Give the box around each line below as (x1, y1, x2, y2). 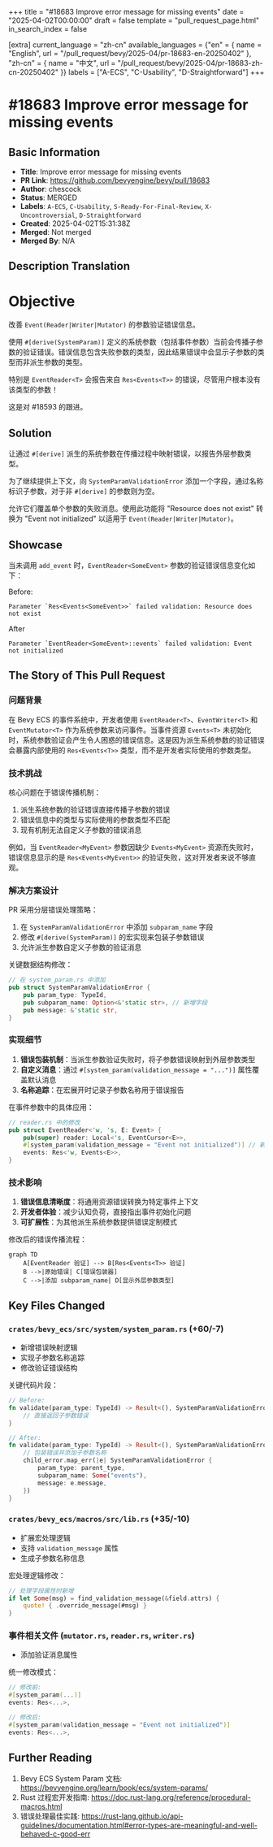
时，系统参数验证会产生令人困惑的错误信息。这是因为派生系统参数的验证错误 (8, 735, 265, 744)
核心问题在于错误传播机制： (8, 787, 102, 797)
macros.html (19, 1801, 63, 1811)
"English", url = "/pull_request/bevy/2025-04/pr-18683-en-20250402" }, (8, 49, 252, 58)
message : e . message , (37, 1479, 107, 1487)
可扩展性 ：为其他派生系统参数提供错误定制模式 (19, 1217, 177, 1227)
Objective (8, 292, 76, 310)
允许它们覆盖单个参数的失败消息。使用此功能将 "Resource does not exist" (8, 504, 254, 514)
